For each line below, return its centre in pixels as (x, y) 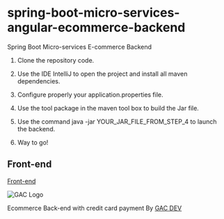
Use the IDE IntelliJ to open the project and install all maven (102, 74)
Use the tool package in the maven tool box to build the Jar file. (108, 108)
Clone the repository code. (56, 60)
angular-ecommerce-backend (96, 27)
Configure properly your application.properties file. (90, 95)
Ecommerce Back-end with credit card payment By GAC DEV (95, 208)
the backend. (36, 129)
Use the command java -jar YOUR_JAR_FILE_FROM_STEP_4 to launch (117, 121)
